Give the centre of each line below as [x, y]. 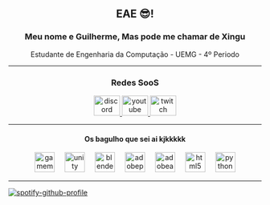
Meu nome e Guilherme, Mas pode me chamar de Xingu [135, 37]
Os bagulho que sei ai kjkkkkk [135, 139]
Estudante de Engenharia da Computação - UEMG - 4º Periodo [135, 54]
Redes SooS [135, 82]
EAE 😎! [135, 14]
